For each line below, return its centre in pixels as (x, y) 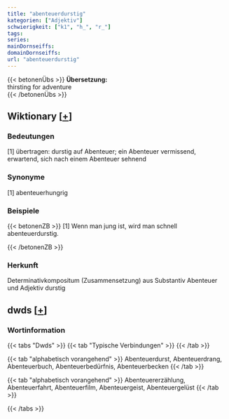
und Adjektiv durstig (36, 288)
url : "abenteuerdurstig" (43, 60)
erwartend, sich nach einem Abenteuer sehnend (77, 159)
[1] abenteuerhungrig (38, 192)
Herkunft (23, 265)
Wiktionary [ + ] (40, 117)
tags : (15, 33)
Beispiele (23, 211)
